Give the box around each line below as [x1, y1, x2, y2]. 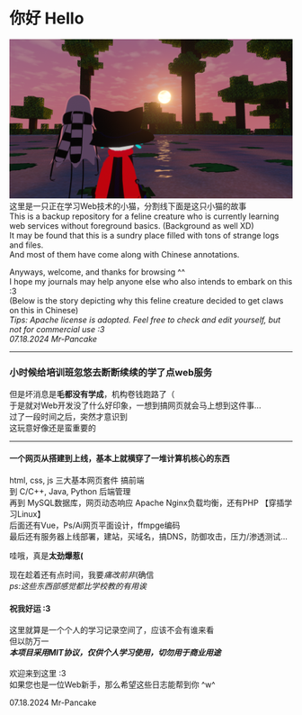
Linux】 [16, 508, 46, 519]
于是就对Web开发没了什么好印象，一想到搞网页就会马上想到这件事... [9, 400, 262, 411]
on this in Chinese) [9, 305, 79, 316]
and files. [9, 240, 44, 250]
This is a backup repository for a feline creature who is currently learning [9, 211, 280, 222]
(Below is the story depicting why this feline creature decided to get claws [9, 295, 284, 306]
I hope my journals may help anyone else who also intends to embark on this [9, 276, 293, 287]
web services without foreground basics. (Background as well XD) [9, 221, 254, 231]
